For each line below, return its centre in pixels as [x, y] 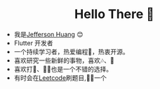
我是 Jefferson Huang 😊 [48, 34]
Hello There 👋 [114, 14]
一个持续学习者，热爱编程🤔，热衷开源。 [71, 51]
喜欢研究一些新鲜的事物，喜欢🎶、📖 [64, 60]
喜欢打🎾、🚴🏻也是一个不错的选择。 [63, 69]
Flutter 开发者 [34, 43]
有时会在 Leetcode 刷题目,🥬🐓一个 [60, 78]
